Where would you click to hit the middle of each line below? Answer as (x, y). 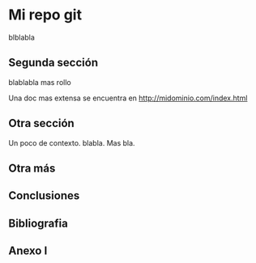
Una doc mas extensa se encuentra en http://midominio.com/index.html (128, 98)
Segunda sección (53, 63)
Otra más (32, 168)
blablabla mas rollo (40, 82)
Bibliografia (38, 223)
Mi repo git (45, 15)
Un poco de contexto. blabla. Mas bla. (72, 142)
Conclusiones (44, 196)
